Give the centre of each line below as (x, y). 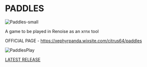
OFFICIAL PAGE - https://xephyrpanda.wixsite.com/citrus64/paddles (73, 41)
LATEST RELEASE (23, 59)
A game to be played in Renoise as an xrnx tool (52, 31)
